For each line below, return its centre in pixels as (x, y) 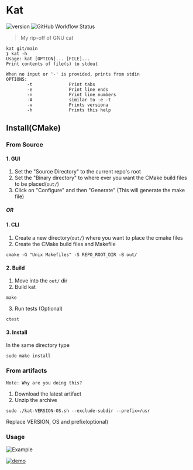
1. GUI (13, 158)
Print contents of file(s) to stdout (52, 64)
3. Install (17, 332)
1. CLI (13, 225)
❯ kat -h (17, 53)
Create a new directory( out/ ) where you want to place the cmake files (99, 238)
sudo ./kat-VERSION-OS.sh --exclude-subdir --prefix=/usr (78, 411)
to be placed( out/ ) (37, 184)
